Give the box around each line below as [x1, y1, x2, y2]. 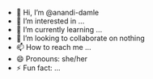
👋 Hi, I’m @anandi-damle [15, 8, 100, 17]
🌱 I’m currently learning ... [15, 25, 103, 34]
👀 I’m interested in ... [15, 16, 85, 26]
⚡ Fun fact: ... [15, 63, 61, 73]
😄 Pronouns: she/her [15, 54, 87, 64]
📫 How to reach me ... [15, 43, 91, 52]
